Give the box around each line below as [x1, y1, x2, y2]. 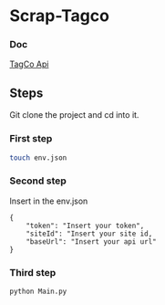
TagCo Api [9, 58, 49, 69]
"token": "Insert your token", [26, 221, 145, 230]
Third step [9, 266, 57, 279]
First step [9, 132, 53, 145]
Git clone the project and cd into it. [9, 110, 139, 121]
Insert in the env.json [9, 195, 88, 206]
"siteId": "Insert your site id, [26, 229, 153, 238]
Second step [9, 174, 67, 187]
